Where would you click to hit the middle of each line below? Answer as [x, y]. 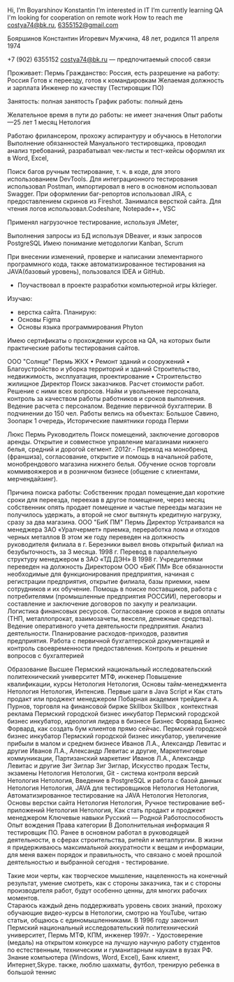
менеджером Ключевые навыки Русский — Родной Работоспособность [115, 818]
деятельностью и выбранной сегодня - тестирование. [88, 862]
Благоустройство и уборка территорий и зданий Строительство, [104, 369]
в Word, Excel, [28, 158]
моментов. [23, 898]
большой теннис [32, 972]
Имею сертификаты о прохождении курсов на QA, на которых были [109, 340]
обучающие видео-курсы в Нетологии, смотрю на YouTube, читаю [107, 913]
